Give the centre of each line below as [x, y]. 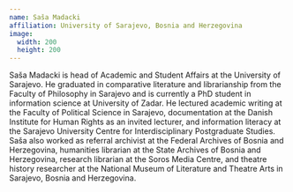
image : [21, 33]
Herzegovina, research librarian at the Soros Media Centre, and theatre [138, 159]
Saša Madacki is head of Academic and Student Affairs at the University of [145, 75]
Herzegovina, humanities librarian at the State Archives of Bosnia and [135, 150]
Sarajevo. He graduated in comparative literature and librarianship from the [145, 85]
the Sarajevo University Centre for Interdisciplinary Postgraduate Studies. [143, 131]
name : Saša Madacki [45, 17]
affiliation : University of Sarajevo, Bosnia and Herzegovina [126, 26]
